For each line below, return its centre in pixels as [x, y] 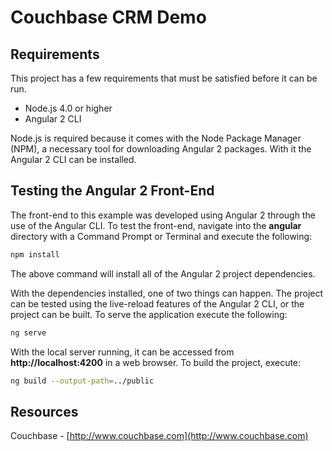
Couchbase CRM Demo [108, 17]
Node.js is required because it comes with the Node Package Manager [156, 138]
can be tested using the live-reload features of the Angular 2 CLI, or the [157, 303]
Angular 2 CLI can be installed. [73, 159]
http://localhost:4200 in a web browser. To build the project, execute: [156, 362]
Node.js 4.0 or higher [68, 108]
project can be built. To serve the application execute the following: [149, 314]
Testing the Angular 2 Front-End [112, 191]
